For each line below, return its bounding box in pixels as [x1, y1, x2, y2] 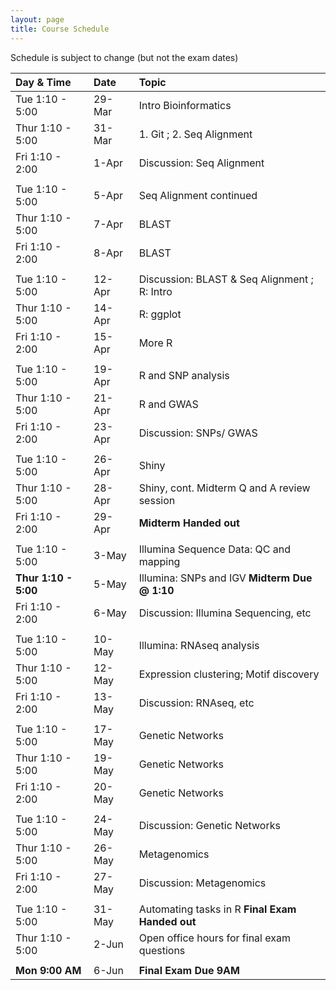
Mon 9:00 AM [15, 963, 82, 977]
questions [138, 943, 186, 957]
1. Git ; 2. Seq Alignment [138, 127, 253, 141]
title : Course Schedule [10, 24, 110, 34]
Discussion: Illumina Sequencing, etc [138, 606, 312, 620]
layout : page [10, 14, 65, 25]
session [138, 493, 176, 507]
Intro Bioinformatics [138, 98, 232, 112]
